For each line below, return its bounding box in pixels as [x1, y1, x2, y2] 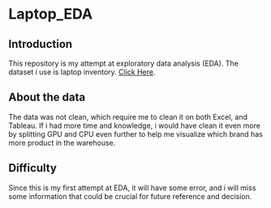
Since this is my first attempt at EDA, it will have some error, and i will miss [8, 183, 256, 193]
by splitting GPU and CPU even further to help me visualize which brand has [8, 129, 264, 138]
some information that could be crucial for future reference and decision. [8, 191, 252, 201]
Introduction [8, 37, 73, 51]
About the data [8, 91, 86, 104]
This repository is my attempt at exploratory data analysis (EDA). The [8, 58, 239, 68]
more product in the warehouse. [8, 138, 116, 147]
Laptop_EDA [8, 5, 93, 23]
